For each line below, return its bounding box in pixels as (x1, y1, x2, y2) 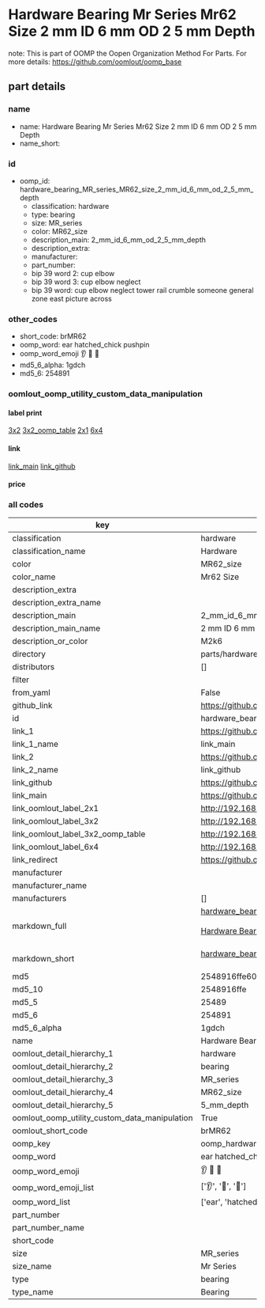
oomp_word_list (12, 1196, 71, 1208)
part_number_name (12, 1223, 84, 1234)
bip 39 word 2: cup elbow (31, 268, 115, 278)
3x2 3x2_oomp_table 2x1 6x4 (8, 426, 103, 435)
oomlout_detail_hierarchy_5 (12, 1100, 114, 1111)
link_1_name (12, 738, 59, 749)
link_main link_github (8, 461, 77, 471)
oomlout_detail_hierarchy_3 (12, 1074, 114, 1085)
